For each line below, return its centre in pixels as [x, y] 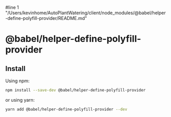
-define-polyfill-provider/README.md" [46, 18]
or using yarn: [20, 100]
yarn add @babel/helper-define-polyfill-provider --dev [66, 109]
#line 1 [12, 7]
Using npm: [17, 81]
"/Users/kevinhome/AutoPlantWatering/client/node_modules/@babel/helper [85, 13]
